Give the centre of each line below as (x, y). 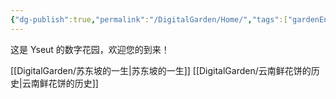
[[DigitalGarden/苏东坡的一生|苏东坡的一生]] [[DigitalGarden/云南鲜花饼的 (161, 70)
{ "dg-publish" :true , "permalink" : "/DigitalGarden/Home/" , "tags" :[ (149, 19)
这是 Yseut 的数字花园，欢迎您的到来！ (90, 49)
